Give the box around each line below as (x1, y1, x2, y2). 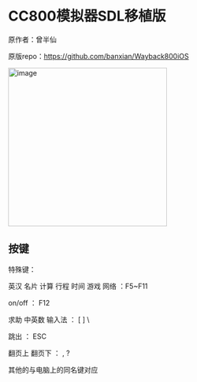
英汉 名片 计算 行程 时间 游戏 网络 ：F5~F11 (8, 281, 148, 291)
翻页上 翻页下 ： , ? (8, 348, 70, 358)
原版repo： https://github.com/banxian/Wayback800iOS (8, 51, 189, 61)
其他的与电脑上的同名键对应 (8, 365, 98, 374)
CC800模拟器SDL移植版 (8, 7, 166, 25)
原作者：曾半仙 (8, 35, 57, 44)
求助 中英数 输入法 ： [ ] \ (8, 314, 90, 324)
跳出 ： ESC (8, 332, 47, 341)
